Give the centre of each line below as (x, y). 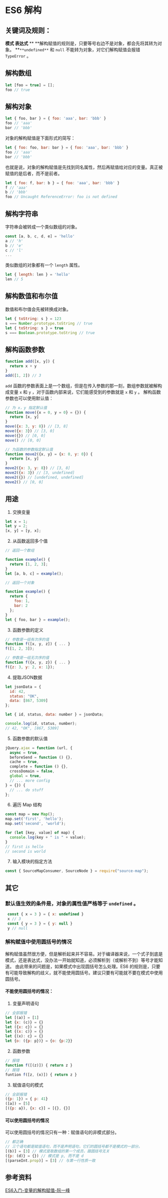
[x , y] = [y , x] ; (23, 531)
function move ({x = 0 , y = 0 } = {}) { (45, 412)
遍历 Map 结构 (27, 805)
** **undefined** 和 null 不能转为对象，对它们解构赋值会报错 (77, 50)
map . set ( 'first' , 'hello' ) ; (34, 819)
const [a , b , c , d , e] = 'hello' (40, 236)
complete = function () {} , (39, 767)
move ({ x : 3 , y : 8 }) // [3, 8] (37, 426)
